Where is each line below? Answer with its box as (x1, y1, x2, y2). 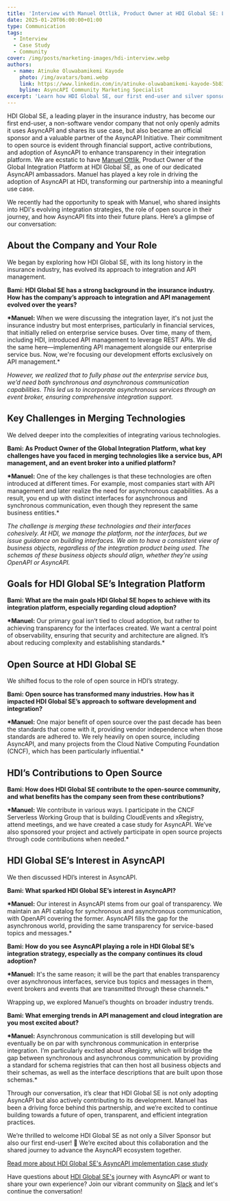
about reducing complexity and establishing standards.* (7, 639, 166, 647)
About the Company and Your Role (7, 240, 157, 251)
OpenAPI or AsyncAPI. (7, 558, 71, 566)
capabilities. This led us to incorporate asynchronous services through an (7, 385, 216, 393)
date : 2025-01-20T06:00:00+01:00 (7, 16, 103, 23)
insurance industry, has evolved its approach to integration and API (7, 265, 196, 273)
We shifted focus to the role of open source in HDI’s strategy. (7, 677, 179, 685)
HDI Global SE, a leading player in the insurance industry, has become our (7, 112, 216, 120)
